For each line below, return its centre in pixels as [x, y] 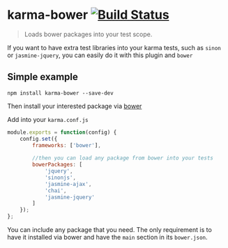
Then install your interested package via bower [75, 106]
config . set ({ [39, 139]
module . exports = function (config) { [62, 132]
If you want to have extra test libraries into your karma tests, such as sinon [114, 47]
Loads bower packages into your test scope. [88, 34]
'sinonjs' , [60, 178]
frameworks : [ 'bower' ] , [67, 145]
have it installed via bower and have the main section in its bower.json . [107, 237]
